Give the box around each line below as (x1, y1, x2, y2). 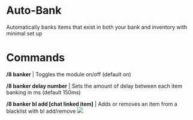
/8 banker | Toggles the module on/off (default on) (6, 70, 131, 78)
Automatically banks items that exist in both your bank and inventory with (6, 23, 188, 31)
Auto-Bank (6, 4, 62, 17)
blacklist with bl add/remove (6, 107, 76, 115)
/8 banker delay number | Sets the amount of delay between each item (6, 82, 183, 89)
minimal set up (6, 29, 43, 37)
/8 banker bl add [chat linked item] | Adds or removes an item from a (6, 100, 178, 107)
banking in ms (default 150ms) (6, 88, 81, 96)
